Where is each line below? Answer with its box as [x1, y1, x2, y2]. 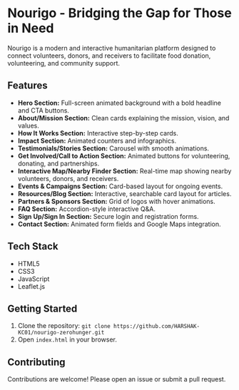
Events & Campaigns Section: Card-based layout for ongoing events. [17, 182, 223, 190]
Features [7, 80, 48, 92]
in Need [7, 20, 55, 36]
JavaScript [17, 274, 50, 283]
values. [17, 121, 39, 130]
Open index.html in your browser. [17, 335, 118, 344]
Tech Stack [7, 240, 59, 252]
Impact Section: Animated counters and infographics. [17, 136, 177, 145]
